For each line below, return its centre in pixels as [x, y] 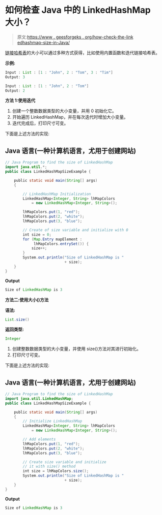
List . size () [17, 320]
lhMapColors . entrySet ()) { [61, 244]
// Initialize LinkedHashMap [53, 421]
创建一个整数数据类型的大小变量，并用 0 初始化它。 [64, 111]
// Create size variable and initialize [65, 462]
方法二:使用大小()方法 [27, 300]
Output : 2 [15, 91]
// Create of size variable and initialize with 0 [76, 230]
